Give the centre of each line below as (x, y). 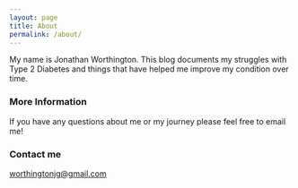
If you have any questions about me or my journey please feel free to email (148, 121)
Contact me (35, 154)
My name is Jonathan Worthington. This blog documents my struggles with (148, 60)
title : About (34, 26)
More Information (48, 102)
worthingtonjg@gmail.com (58, 173)
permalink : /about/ (46, 34)
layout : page (34, 17)
